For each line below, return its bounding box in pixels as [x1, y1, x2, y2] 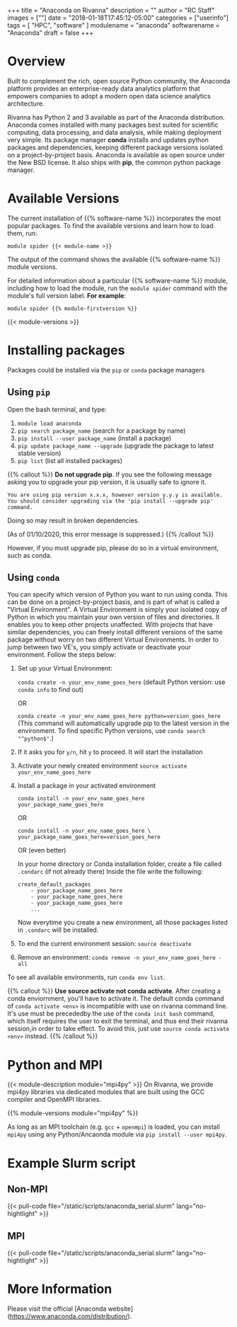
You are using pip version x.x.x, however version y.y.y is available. [7, 491, 223, 499]
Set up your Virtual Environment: [17, 664, 113, 673]
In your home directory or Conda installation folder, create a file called [17, 860, 221, 868]
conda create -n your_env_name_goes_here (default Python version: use [17, 678, 226, 686]
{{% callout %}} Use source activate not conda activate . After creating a [7, 987, 221, 996]
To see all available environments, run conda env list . [7, 973, 166, 981]
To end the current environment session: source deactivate [17, 940, 192, 948]
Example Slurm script [7, 1155, 136, 1171]
